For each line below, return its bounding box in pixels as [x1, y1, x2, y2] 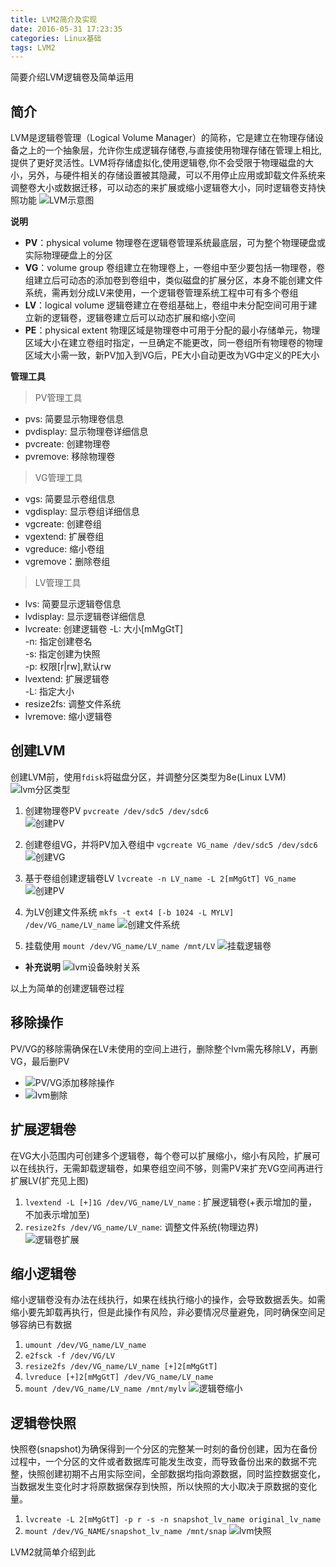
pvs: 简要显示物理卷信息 [24, 413, 125, 425]
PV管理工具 [34, 392, 83, 404]
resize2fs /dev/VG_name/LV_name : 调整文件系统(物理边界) [24, 1221, 259, 1233]
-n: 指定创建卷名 [24, 636, 93, 648]
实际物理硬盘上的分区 [24, 249, 113, 261]
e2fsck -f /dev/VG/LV [24, 1351, 115, 1361]
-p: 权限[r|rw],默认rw [24, 661, 112, 673]
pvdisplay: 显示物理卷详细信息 [24, 426, 149, 438]
